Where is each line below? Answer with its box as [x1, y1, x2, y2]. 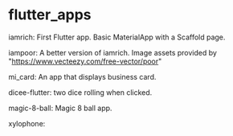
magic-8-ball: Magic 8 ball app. [8, 103, 112, 113]
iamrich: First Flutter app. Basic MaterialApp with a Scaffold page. [8, 32, 226, 42]
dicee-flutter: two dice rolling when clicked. [8, 87, 153, 97]
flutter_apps [8, 6, 92, 24]
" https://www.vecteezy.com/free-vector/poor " [8, 56, 162, 66]
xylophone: [8, 118, 46, 128]
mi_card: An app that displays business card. [8, 72, 157, 81]
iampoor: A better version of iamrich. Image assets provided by [8, 47, 217, 57]
